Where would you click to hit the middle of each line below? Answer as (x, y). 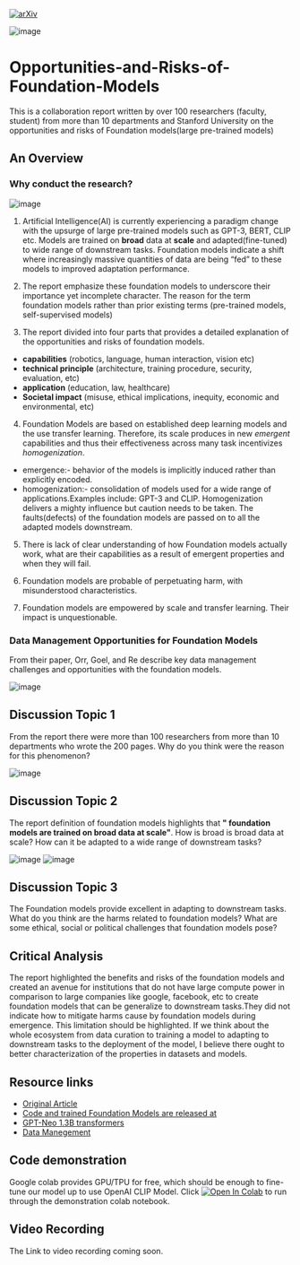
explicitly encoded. (57, 479)
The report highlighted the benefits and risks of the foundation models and (147, 978)
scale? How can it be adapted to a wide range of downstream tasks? (136, 842)
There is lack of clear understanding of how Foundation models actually (155, 544)
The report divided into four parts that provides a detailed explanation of (155, 332)
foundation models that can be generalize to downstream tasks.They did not (150, 1006)
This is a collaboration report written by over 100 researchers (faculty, (138, 111)
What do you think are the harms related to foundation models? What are (143, 918)
